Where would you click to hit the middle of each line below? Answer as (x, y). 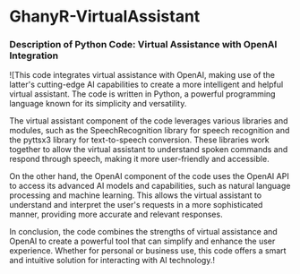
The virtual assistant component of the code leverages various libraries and (149, 121)
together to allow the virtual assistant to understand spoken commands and (149, 150)
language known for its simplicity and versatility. (98, 104)
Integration (34, 56)
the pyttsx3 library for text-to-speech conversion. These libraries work (140, 140)
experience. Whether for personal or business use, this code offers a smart (148, 251)
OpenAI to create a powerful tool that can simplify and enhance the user (142, 241)
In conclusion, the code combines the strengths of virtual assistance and (143, 232)
